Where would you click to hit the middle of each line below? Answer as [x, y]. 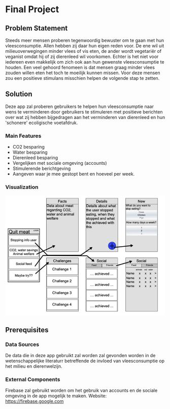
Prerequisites [27, 330]
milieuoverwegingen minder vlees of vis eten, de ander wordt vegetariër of [83, 51]
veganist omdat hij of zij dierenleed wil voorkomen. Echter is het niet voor [82, 56]
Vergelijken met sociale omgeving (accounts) [60, 163]
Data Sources [22, 344]
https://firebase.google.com [35, 401]
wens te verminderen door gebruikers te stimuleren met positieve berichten [84, 112]
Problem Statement [37, 28]
